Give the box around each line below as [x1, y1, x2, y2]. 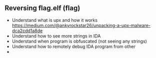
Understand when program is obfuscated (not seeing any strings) [11, 38, 147, 44]
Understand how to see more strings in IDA [11, 33, 101, 39]
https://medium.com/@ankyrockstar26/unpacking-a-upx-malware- [11, 22, 151, 28]
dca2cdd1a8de [11, 27, 43, 34]
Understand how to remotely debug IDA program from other [11, 43, 136, 49]
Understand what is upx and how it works [11, 17, 98, 23]
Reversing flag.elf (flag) [4, 4, 80, 12]
